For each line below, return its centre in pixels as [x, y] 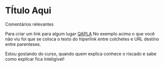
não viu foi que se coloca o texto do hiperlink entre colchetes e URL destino [82, 39]
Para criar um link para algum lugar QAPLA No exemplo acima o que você [80, 33]
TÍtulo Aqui [28, 11]
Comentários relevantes [29, 24]
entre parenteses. [23, 44]
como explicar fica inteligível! [35, 59]
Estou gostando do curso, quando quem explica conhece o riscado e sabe [81, 54]
